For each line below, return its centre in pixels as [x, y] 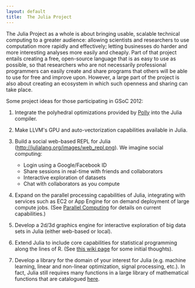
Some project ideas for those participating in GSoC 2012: [75, 101]
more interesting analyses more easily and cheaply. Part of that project [91, 52]
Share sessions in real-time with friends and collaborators [93, 171]
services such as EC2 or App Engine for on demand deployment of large [102, 201]
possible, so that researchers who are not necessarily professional [86, 64]
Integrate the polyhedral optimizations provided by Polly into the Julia [98, 112]
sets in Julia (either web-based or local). [63, 231]
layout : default [26, 11]
